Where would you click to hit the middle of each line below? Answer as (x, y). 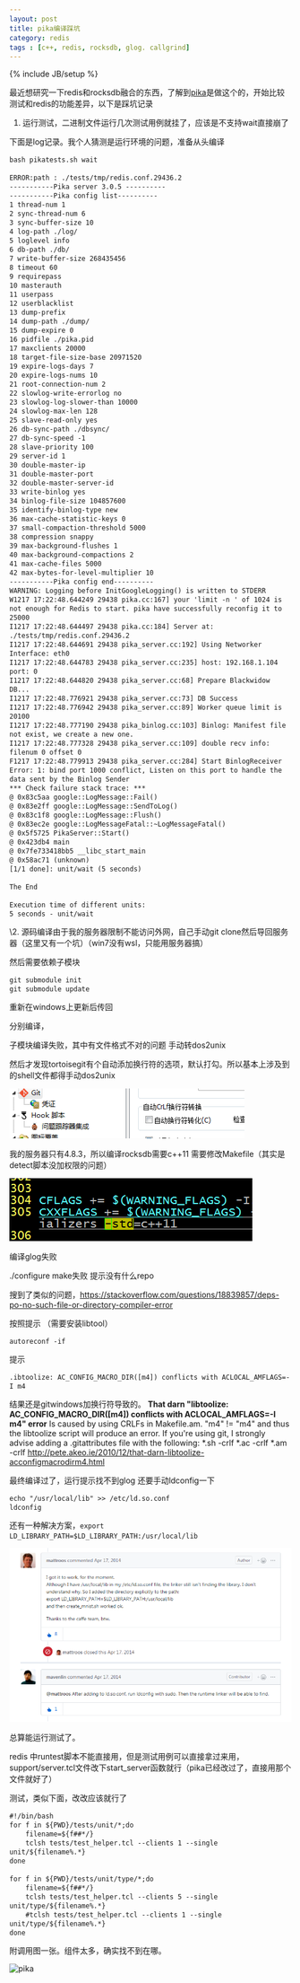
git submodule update (50, 989)
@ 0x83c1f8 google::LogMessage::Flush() (86, 816)
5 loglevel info (39, 241)
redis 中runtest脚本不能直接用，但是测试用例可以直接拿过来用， (127, 1757)
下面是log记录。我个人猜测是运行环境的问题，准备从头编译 (117, 142)
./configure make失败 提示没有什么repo (82, 1276)
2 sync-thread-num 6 (48, 214)
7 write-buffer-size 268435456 (68, 259)
